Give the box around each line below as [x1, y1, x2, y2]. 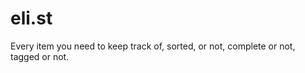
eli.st [10, 7, 53, 30]
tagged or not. [10, 50, 70, 62]
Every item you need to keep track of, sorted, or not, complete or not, [10, 40, 296, 52]
